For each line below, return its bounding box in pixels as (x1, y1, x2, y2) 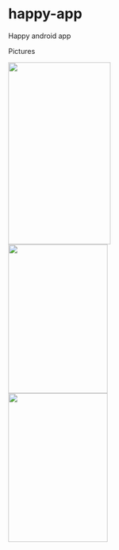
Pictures (8, 46, 36, 56)
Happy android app (8, 31, 71, 40)
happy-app (8, 5, 83, 23)
